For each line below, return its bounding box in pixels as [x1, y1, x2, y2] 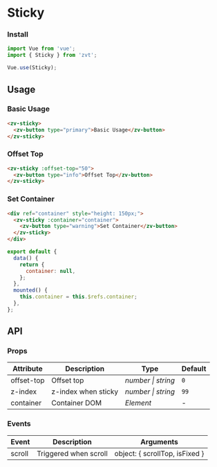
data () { [13, 254, 39, 261]
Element [124, 398, 152, 408]
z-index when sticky [51, 387, 119, 396]
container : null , [25, 267, 76, 274]
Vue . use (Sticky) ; [7, 64, 57, 71]
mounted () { [13, 287, 48, 294]
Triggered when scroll [37, 448, 108, 458]
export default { [7, 248, 57, 256]
